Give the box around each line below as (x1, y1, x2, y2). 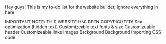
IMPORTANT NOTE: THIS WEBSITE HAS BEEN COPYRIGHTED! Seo (5, 19, 143, 24)
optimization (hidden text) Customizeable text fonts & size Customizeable (5, 24, 156, 30)
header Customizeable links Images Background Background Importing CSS (5, 29, 161, 35)
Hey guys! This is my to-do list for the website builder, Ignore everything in (5, 4, 158, 10)
